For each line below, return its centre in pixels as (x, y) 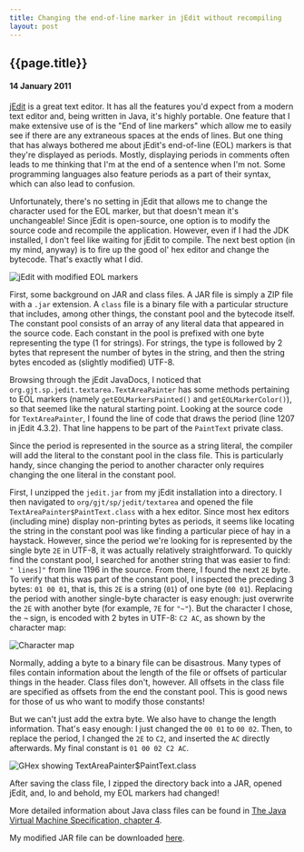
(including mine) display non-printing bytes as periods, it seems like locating (152, 521)
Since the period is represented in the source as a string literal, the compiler (151, 446)
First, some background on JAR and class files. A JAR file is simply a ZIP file (152, 295)
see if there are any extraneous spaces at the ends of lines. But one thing (146, 135)
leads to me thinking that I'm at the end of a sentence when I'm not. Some (147, 165)
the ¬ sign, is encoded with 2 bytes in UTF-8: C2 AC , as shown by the (137, 618)
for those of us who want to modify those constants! (108, 702)
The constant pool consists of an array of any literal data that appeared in (147, 324)
